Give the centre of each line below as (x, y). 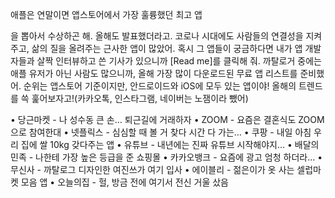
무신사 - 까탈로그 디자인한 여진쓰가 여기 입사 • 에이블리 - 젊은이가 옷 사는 (152, 169)
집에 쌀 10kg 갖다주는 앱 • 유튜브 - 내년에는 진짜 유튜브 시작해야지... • (156, 144)
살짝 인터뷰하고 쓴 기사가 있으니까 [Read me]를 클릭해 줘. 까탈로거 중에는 (179, 61)
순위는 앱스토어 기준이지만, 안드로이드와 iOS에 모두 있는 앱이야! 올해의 (160, 86)
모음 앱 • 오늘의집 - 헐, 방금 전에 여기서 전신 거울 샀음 (124, 182)
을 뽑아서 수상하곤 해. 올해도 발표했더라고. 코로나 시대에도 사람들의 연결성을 (157, 36)
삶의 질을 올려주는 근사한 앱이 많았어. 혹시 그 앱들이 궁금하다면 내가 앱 (167, 48)
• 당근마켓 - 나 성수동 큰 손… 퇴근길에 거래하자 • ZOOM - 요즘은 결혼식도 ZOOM (167, 119)
